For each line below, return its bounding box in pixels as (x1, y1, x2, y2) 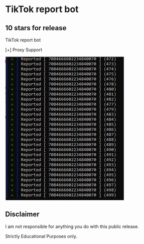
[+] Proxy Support (5, 47, 43, 52)
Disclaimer (5, 210, 40, 219)
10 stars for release (5, 24, 67, 32)
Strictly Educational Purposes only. (5, 233, 78, 239)
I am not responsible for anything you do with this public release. (5, 223, 139, 229)
